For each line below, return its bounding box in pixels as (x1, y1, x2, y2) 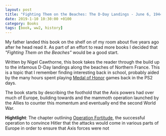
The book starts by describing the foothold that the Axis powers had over (5, 90, 154, 96)
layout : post (5, 7, 32, 12)
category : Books (5, 21, 39, 26)
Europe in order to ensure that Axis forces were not (5, 125, 110, 131)
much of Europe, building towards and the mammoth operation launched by (5, 95, 159, 101)
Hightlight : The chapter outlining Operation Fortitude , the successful (5, 115, 145, 121)
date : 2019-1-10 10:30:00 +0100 (5, 16, 72, 21)
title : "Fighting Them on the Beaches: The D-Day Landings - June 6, (5, 12, 152, 17)
